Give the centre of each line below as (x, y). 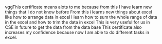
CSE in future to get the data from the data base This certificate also (73, 27)
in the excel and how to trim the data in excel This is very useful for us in (78, 22)
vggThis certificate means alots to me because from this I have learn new (79, 7)
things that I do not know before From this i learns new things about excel (79, 12)
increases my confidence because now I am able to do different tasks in (77, 32)
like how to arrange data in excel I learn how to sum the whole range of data (81, 17)
